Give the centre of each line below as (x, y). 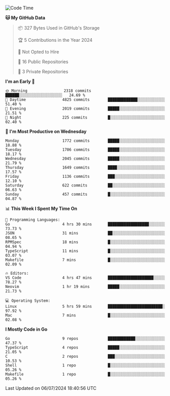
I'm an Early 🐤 (20, 81)
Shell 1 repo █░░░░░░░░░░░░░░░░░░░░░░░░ (85, 365)
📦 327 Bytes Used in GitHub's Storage (59, 28)
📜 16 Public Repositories (43, 62)
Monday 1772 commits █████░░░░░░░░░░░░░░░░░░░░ (85, 141)
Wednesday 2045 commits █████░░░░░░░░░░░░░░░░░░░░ (85, 159)
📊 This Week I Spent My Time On (41, 208)
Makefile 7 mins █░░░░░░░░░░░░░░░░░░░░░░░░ (85, 260)
